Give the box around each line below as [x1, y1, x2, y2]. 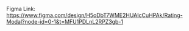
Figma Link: [6, 5, 35, 12]
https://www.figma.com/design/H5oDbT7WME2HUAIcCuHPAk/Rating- [6, 12, 183, 19]
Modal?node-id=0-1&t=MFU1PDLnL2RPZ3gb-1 [6, 18, 124, 25]
